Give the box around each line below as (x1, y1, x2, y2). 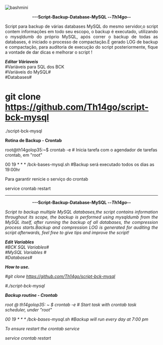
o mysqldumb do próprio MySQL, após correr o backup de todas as (5, 34, 158, 39)
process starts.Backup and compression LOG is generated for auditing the (5, 224, 158, 230)
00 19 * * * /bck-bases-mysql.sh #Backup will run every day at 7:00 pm (5, 316, 149, 322)
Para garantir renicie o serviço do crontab (5, 176, 88, 182)
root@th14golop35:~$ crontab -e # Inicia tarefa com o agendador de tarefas (5, 146, 158, 153)
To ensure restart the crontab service (5, 326, 80, 331)
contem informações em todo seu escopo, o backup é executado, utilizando (5, 29, 158, 34)
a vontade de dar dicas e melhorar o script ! (5, 49, 93, 55)
